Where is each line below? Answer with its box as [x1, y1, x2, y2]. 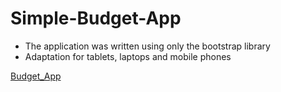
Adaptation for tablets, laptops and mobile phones [24, 50, 232, 62]
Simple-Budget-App [10, 7, 182, 30]
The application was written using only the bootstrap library [24, 40, 271, 52]
